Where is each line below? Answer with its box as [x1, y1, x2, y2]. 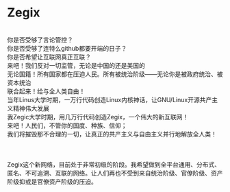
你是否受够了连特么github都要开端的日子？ [7, 44, 127, 52]
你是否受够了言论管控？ [7, 36, 73, 44]
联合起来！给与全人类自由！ [7, 87, 86, 95]
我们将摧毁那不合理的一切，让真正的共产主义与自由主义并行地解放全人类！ [7, 130, 217, 138]
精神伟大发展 [12, 104, 49, 112]
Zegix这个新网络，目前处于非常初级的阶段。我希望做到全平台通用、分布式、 [7, 160, 221, 169]
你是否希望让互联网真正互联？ [7, 53, 91, 61]
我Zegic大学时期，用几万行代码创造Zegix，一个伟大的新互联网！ [7, 112, 189, 121]
